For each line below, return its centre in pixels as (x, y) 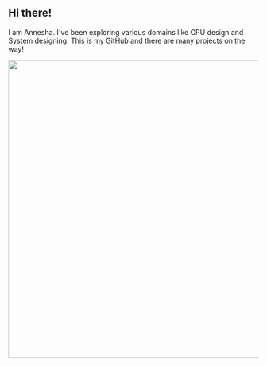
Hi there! (30, 13)
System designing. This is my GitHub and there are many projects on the (127, 40)
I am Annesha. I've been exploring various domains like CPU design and (126, 32)
